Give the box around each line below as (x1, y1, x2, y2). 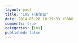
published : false (5, 30, 41, 35)
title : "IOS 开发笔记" (5, 12, 49, 17)
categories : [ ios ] (5, 26, 43, 31)
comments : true (5, 21, 36, 26)
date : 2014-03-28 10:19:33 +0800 (5, 16, 74, 21)
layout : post (5, 7, 32, 12)
